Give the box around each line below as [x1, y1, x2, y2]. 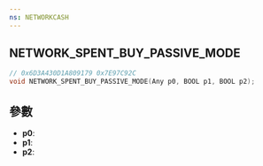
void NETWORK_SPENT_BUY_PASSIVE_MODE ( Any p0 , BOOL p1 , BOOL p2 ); [9, 77, 255, 87]
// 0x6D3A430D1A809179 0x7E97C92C [9, 69, 137, 78]
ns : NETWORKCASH [9, 12, 69, 22]
